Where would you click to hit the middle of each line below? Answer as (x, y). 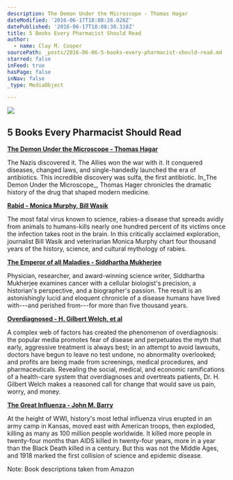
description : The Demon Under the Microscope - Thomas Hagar (98, 14)
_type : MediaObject (35, 85)
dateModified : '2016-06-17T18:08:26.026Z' (70, 20)
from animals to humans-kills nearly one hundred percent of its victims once (116, 226)
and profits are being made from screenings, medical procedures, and (108, 362)
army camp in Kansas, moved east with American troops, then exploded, (111, 426)
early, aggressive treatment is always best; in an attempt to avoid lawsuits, (114, 347)
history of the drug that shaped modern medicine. (79, 192)
